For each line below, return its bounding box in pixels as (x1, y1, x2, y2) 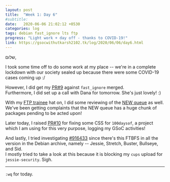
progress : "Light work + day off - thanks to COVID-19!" (5, 36, 128, 41)
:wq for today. (5, 171, 34, 177)
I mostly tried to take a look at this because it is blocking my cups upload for (5, 151, 163, 157)
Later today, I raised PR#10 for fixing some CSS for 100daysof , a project (5, 119, 153, 126)
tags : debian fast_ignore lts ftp (5, 31, 78, 36)
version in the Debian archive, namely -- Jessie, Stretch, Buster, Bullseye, (5, 140, 158, 146)
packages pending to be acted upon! (5, 110, 82, 116)
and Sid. (5, 146, 23, 152)
